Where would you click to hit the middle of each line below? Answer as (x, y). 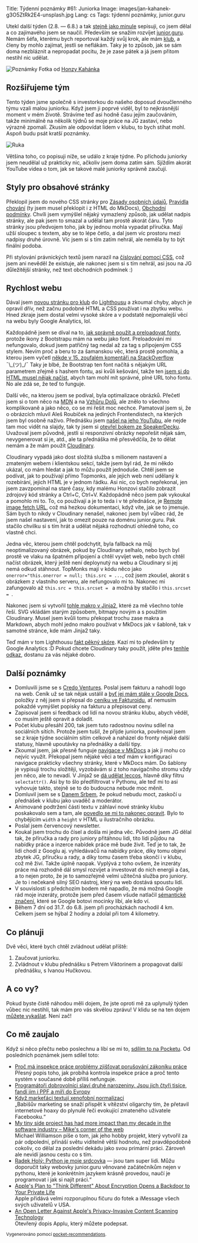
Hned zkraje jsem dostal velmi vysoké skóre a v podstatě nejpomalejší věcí (97, 315)
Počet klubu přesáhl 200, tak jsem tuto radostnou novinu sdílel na (94, 725)
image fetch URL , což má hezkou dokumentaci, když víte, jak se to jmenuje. (98, 507)
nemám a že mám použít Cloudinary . (51, 446)
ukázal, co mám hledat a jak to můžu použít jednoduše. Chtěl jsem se (90, 470)
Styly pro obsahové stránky (58, 188)
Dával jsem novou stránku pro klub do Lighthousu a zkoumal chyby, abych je (99, 302)
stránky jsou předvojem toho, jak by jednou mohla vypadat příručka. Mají (94, 226)
